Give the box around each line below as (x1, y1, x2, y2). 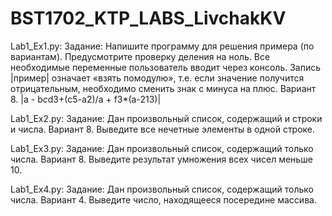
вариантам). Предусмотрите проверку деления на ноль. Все (10, 50, 271, 62)
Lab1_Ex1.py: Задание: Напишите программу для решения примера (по (10, 40, 315, 52)
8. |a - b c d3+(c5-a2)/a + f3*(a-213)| (10, 93, 162, 105)
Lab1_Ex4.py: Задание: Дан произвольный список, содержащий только (10, 183, 314, 195)
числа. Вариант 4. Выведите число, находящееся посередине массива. (10, 193, 317, 206)
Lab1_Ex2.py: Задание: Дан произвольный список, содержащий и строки (10, 112, 323, 124)
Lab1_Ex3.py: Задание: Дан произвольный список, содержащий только (10, 142, 314, 154)
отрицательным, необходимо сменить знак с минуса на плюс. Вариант (10, 82, 317, 94)
